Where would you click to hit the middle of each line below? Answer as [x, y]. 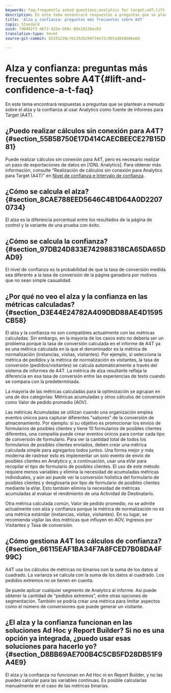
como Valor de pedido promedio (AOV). [47, 402]
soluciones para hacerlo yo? [51, 647]
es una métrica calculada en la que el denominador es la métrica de [76, 349]
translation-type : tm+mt [32, 34]
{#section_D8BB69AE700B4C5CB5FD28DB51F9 [84, 654]
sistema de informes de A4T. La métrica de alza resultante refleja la [76, 371]
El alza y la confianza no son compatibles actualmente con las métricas [80, 333]
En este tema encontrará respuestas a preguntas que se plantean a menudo [85, 104]
